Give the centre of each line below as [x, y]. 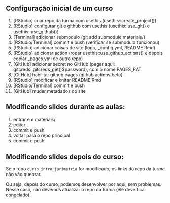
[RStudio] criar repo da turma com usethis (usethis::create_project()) [85, 20]
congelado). [18, 195]
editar [19, 125]
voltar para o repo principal [42, 135]
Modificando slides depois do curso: [65, 157]
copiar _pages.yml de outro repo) [48, 59]
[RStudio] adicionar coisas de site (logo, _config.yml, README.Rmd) [84, 47]
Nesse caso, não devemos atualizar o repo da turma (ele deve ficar [76, 190]
